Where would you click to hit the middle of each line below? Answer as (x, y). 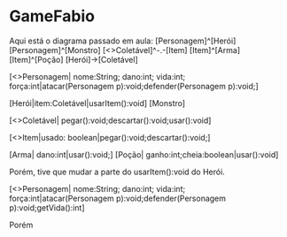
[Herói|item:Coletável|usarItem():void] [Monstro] (97, 103)
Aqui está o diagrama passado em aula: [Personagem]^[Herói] (123, 41)
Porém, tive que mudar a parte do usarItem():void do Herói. (117, 172)
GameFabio (52, 16)
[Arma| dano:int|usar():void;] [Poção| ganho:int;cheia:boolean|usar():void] (144, 154)
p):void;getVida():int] (47, 207)
